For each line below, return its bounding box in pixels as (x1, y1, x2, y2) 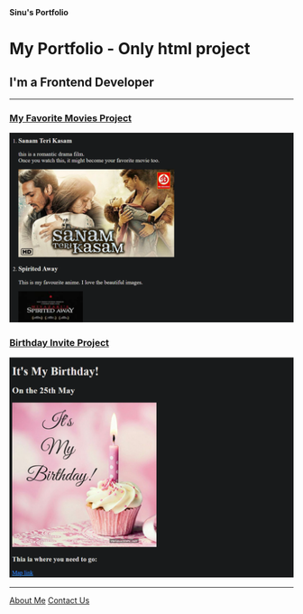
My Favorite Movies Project (9, 111, 133, 124)
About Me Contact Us (9, 595, 90, 606)
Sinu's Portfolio (9, 7, 69, 17)
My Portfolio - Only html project (9, 39, 251, 60)
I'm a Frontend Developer (9, 74, 155, 89)
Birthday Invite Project (9, 336, 110, 349)
